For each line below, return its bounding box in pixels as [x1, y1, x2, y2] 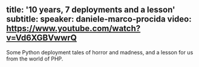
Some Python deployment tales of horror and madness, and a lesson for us [6, 48, 194, 56]
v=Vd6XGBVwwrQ [6, 33, 77, 43]
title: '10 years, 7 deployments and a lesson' [6, 5, 175, 15]
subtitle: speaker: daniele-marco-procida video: [6, 14, 192, 25]
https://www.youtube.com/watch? [6, 23, 141, 33]
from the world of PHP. [6, 55, 64, 62]
